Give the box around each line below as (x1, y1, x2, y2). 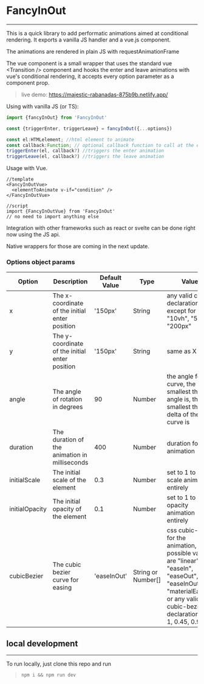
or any (166, 595, 185, 604)
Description (53, 277, 88, 286)
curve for (52, 575, 79, 584)
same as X (166, 347, 197, 355)
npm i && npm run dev (21, 672, 76, 679)
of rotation (52, 395, 83, 404)
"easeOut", (166, 572, 199, 580)
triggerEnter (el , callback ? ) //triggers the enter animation (6, 148, 165, 154)
